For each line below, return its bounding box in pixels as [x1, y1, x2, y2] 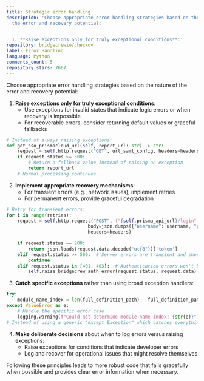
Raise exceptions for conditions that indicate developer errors [24, 343, 179, 351]
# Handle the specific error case [17, 308, 104, 314]
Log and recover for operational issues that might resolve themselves [24, 349, 198, 357]
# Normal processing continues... [17, 170, 104, 177]
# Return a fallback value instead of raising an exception [28, 160, 183, 166]
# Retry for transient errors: [6, 206, 86, 212]
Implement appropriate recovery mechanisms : [15, 181, 135, 189]
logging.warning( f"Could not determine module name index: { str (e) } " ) [17, 314, 200, 320]
